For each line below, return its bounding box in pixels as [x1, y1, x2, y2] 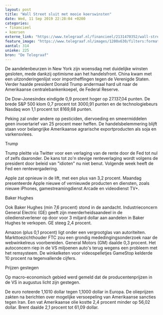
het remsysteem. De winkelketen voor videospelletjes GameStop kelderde [5, 250, 153, 256]
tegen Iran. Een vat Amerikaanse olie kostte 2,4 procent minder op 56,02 [5, 299, 150, 305]
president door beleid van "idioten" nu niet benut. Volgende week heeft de [5, 160, 154, 166]
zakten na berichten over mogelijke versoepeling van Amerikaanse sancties [5, 294, 156, 300]
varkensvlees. [5, 131, 33, 137]
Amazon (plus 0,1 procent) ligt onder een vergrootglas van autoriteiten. [5, 230, 146, 236]
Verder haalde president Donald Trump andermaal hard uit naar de [5, 81, 138, 87]
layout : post [5, 7, 32, 12]
